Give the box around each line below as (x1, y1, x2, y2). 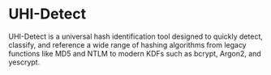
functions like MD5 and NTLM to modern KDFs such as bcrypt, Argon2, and (8, 48, 261, 58)
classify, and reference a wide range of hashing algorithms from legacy (8, 40, 247, 49)
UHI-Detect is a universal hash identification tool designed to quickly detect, (8, 31, 264, 41)
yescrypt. (8, 57, 41, 67)
